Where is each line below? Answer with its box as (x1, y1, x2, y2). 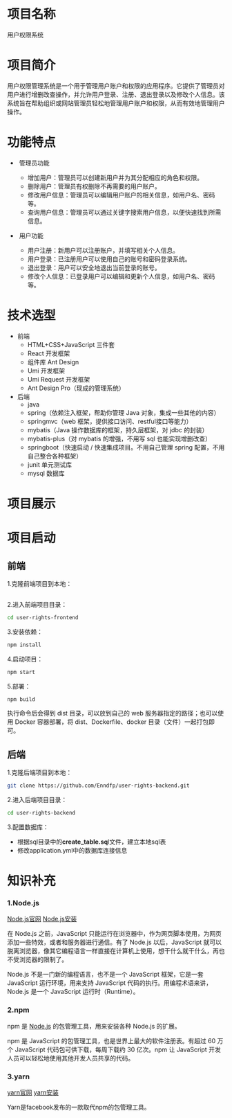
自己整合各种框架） (27, 452, 83, 460)
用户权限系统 (7, 30, 43, 39)
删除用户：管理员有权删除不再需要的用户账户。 (27, 181, 161, 190)
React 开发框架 (27, 349, 70, 357)
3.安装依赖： (7, 628, 43, 636)
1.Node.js (7, 898, 40, 908)
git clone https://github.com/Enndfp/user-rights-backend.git (7, 782, 190, 790)
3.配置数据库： (7, 823, 50, 831)
